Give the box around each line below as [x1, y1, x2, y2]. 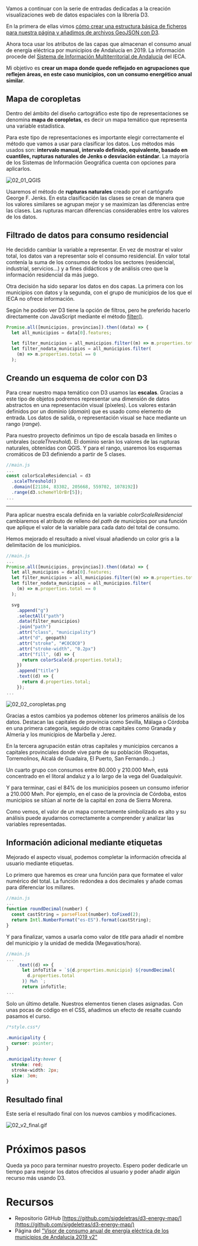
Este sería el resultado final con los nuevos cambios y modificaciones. [6, 1110, 177, 1117]
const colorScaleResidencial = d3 [6, 473, 91, 479]
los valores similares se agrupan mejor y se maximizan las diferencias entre [6, 200, 190, 207]
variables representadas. [6, 821, 67, 828]
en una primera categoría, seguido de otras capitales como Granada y [6, 724, 176, 731]
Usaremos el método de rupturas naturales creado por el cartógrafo [6, 188, 173, 195]
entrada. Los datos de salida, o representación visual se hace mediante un [6, 414, 187, 421]
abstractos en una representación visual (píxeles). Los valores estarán [6, 401, 177, 408]
